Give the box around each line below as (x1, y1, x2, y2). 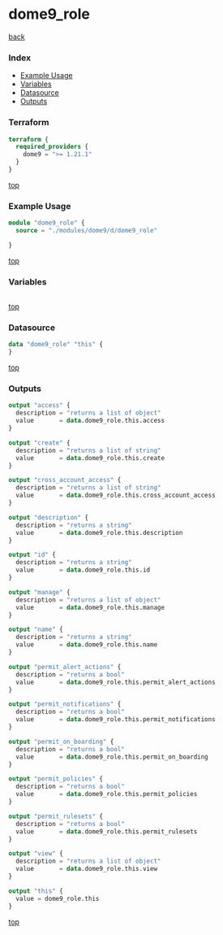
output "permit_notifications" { (8, 700, 122, 708)
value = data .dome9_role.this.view (15, 865, 158, 873)
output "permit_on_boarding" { (8, 737, 114, 746)
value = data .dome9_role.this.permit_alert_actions (15, 678, 217, 686)
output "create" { (8, 438, 71, 447)
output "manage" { (8, 588, 71, 596)
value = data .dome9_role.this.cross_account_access (15, 491, 217, 500)
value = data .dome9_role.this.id (15, 566, 151, 574)
